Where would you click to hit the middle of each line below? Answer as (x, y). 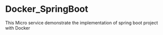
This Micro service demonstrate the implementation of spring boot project (81, 23)
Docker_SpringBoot (47, 9)
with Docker (18, 28)
